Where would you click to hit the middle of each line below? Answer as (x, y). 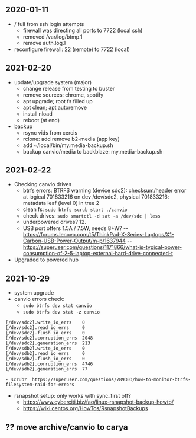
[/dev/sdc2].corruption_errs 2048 (49, 338)
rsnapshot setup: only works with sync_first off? (72, 396)
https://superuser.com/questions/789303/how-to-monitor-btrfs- (111, 380)
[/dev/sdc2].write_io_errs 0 (45, 322)
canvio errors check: (39, 299)
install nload (37, 114)
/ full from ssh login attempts (49, 24)
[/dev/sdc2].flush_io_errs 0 (45, 333)
